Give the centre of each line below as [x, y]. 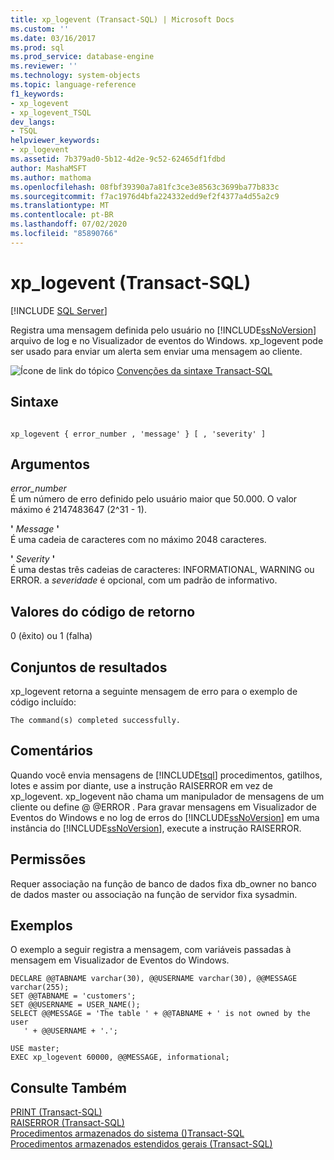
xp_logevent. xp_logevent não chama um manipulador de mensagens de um [167, 796]
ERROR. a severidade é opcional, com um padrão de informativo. [144, 580]
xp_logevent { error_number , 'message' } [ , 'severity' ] [138, 434]
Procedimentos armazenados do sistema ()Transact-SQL [127, 1133]
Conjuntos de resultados [89, 667]
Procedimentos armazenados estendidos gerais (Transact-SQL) [141, 1144]
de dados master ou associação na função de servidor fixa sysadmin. [154, 894]
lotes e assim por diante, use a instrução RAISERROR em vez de [141, 785]
